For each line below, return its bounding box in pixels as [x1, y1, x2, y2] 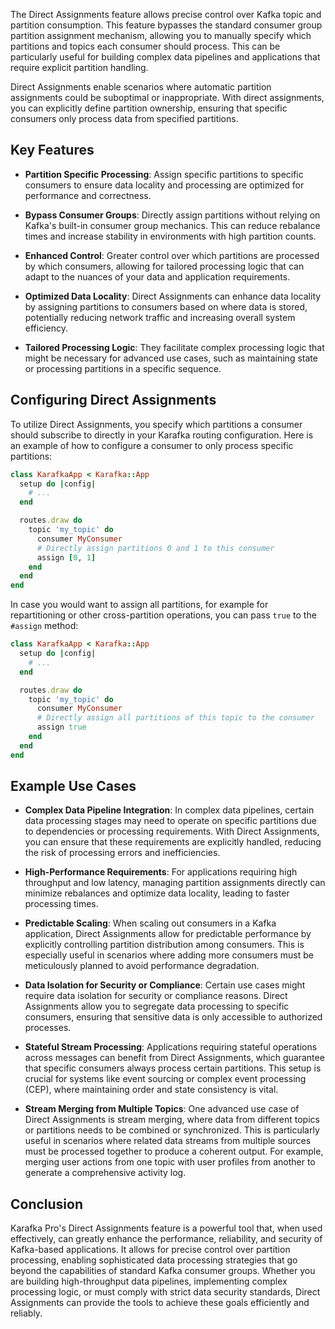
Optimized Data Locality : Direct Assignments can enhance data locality [24, 290, 322, 302]
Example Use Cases [10, 778, 137, 795]
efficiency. [24, 322, 68, 334]
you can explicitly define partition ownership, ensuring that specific [10, 102, 288, 114]
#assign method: [10, 620, 79, 632]
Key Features [10, 142, 95, 159]
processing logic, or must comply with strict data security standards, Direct [10, 1286, 321, 1298]
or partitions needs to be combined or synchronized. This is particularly [24, 1124, 320, 1136]
